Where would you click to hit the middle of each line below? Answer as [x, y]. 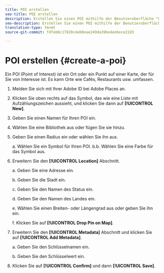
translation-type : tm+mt [30, 28]
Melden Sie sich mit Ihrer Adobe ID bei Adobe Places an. [69, 89]
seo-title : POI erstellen [31, 14]
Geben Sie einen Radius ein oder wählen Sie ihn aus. [65, 136]
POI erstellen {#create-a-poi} [66, 61]
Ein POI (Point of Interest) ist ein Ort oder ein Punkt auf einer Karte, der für [80, 74]
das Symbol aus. [29, 151]
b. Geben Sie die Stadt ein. [39, 180]
